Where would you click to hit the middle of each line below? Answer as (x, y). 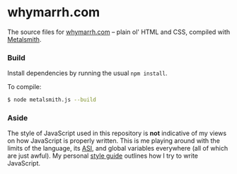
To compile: (24, 87)
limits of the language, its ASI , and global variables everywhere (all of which (118, 149)
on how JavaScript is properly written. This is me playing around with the (114, 141)
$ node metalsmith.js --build (52, 100)
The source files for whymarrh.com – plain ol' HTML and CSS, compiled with (119, 32)
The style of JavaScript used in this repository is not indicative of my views (117, 133)
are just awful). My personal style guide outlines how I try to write (103, 156)
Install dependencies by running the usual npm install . (87, 73)
